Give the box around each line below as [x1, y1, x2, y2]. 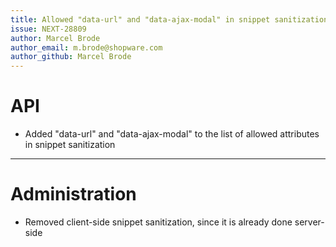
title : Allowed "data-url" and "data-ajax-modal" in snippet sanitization [10, 14, 329, 25]
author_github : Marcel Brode [10, 52, 132, 62]
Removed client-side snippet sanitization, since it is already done [24, 216, 293, 228]
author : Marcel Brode [10, 33, 101, 43]
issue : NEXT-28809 [10, 24, 87, 34]
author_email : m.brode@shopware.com [10, 42, 163, 53]
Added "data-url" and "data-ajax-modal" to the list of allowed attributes [24, 128, 320, 140]
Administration [10, 183, 137, 206]
